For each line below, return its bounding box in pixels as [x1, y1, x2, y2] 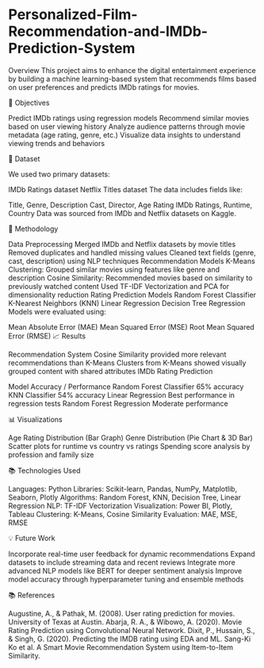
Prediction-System [8, 40, 136, 57]
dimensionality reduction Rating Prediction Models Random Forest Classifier [8, 290, 256, 299]
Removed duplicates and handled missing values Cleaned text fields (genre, [8, 248, 256, 257]
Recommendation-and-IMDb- [8, 22, 209, 41]
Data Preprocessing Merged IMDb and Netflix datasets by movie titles [8, 239, 236, 249]
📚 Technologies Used [8, 465, 81, 475]
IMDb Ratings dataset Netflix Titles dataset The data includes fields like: [8, 184, 243, 194]
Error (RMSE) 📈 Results [8, 331, 86, 341]
